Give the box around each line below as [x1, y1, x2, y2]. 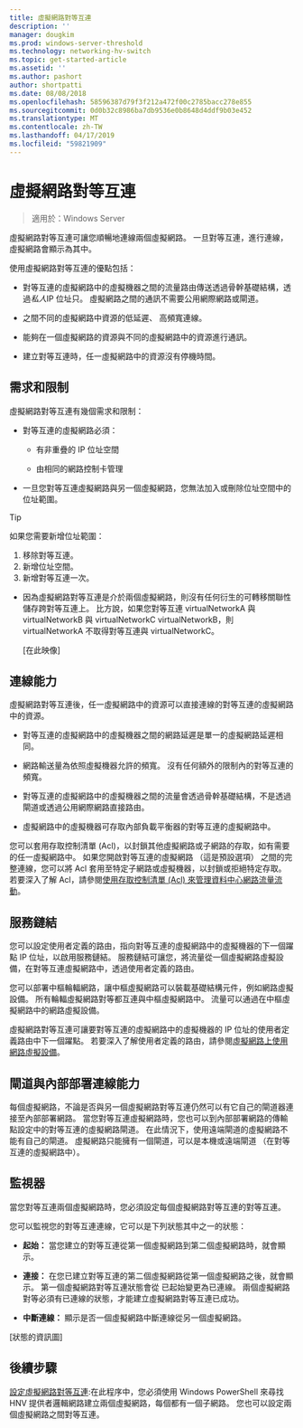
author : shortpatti [9, 80, 83, 90]
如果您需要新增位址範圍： [9, 530, 105, 541]
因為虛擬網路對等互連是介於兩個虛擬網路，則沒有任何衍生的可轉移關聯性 [22, 591, 291, 602]
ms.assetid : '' [9, 64, 67, 73]
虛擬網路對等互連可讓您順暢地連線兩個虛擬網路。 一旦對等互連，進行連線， [9, 232, 289, 242]
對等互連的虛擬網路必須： [22, 424, 118, 435]
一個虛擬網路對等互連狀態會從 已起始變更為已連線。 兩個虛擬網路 [48, 1281, 290, 1292]
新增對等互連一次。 [22, 572, 95, 583]
